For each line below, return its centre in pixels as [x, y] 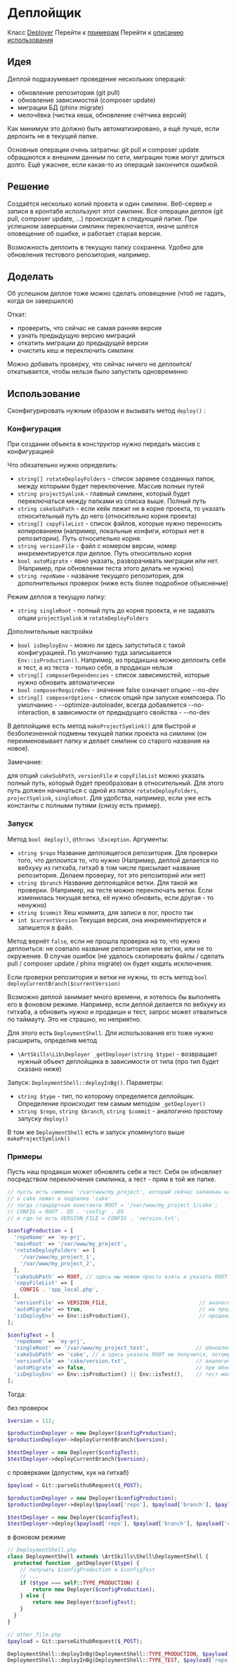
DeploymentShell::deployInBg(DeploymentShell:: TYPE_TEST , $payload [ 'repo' [119, 1660]
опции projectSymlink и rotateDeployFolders [83, 618]
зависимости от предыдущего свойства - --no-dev [134, 713]
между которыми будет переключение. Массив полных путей [111, 486]
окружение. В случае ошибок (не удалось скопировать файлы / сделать [116, 956]
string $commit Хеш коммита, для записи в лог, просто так [105, 912]
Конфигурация [34, 429]
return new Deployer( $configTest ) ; [85, 1602]
